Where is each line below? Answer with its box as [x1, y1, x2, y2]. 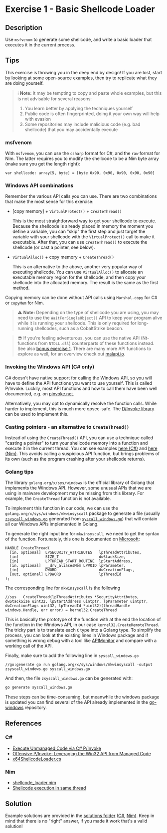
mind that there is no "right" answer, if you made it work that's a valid [5, 818, 148, 824]
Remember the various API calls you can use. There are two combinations [5, 193, 157, 199]
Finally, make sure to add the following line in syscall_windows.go [5, 653, 139, 659]
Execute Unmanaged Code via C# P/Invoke [12, 745, 101, 751]
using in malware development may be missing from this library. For [5, 490, 145, 497]
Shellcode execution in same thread [12, 785, 86, 791]
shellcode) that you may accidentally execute [24, 126, 118, 133]
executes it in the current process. [5, 42, 76, 48]
